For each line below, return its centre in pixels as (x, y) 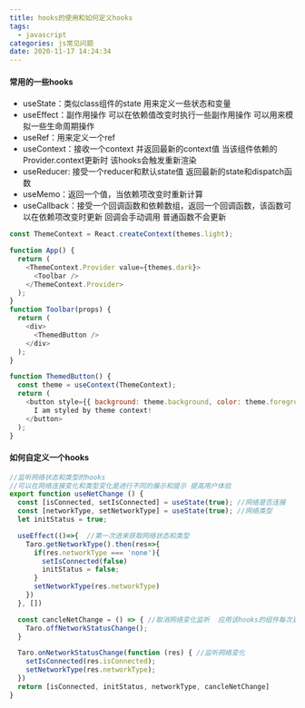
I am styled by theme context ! (93, 410)
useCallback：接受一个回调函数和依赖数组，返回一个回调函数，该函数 (153, 206)
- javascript (42, 34)
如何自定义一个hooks (49, 457)
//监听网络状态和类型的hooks (58, 477)
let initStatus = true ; (62, 520)
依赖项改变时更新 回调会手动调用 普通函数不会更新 (133, 217)
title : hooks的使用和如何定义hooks (71, 18)
